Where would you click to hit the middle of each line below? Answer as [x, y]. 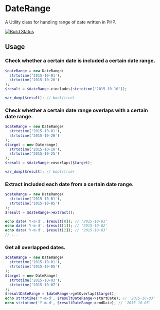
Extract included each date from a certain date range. [69, 184]
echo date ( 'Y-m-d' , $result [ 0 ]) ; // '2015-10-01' [56, 221]
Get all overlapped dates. [35, 248]
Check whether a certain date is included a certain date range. [80, 61]
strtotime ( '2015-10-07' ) [35, 285]
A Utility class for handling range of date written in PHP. [61, 22]
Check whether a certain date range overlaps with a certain [77, 110]
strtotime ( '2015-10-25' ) [35, 154]
